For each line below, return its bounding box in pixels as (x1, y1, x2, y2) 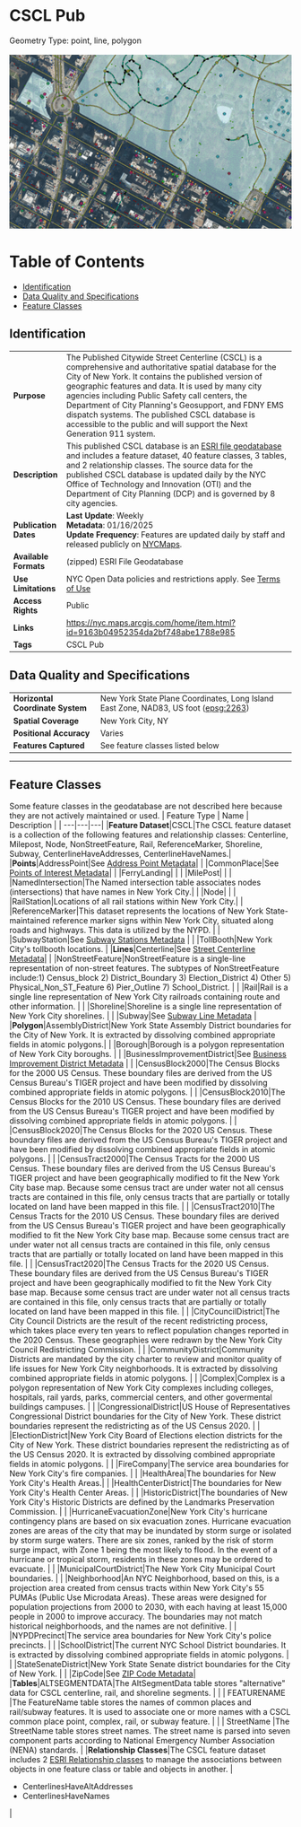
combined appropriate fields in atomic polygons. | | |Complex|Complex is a (9, 1373, 286, 1384)
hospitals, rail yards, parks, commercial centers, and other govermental (9, 1392, 273, 1403)
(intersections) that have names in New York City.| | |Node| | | (9, 887, 236, 897)
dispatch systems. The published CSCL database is (65, 409, 255, 420)
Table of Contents (9, 252, 145, 272)
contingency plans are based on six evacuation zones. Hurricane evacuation (9, 1516, 292, 1526)
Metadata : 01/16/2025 (65, 520, 154, 530)
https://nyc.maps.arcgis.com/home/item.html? (65, 617, 236, 628)
